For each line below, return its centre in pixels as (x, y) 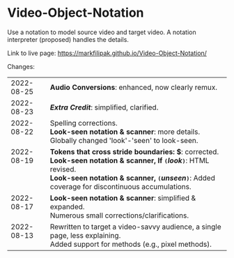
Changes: (21, 66)
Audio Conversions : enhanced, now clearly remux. (134, 87)
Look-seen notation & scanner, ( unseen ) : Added (133, 178)
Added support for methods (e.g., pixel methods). (131, 244)
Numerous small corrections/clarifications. (119, 215)
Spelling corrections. (84, 123)
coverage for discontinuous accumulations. (120, 186)
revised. (63, 169)
